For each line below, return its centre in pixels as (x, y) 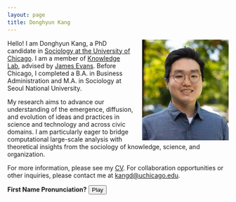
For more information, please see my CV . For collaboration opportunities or (115, 168)
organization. (26, 154)
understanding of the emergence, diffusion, (70, 109)
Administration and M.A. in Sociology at (64, 80)
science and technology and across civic (66, 124)
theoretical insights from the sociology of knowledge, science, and (104, 146)
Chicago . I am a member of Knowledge (64, 58)
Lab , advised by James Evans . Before (62, 65)
